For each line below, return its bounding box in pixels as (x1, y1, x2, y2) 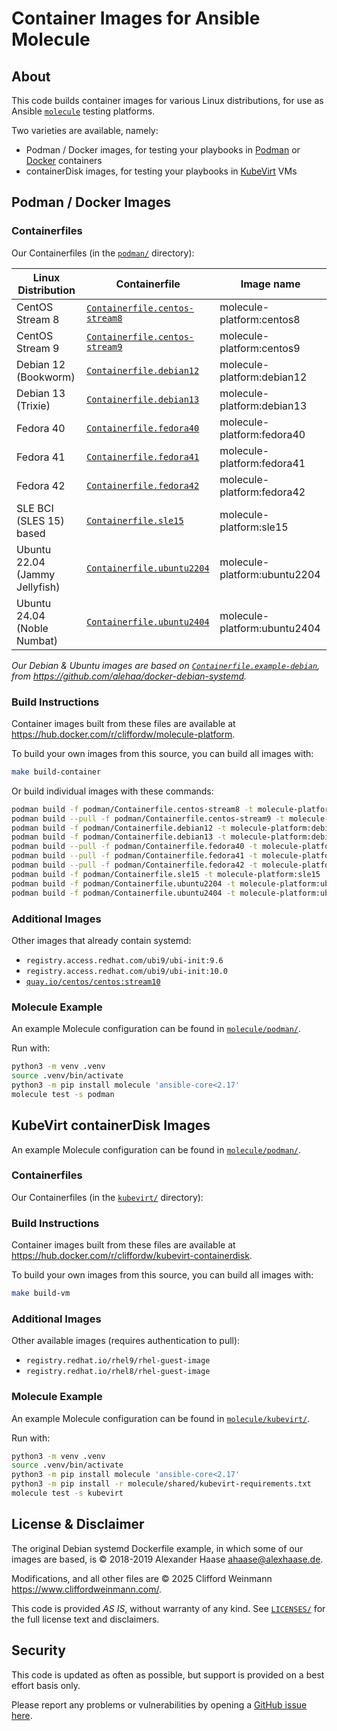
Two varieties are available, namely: (11, 125, 159, 136)
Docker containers (25, 155, 103, 166)
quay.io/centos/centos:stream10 (25, 977, 161, 987)
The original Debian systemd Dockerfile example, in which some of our (11, 1542, 304, 1554)
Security (11, 1642, 66, 1659)
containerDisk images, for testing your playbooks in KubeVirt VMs (25, 165, 298, 177)
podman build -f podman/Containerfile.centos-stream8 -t (11, 804, 254, 814)
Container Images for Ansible (11, 7, 261, 30)
